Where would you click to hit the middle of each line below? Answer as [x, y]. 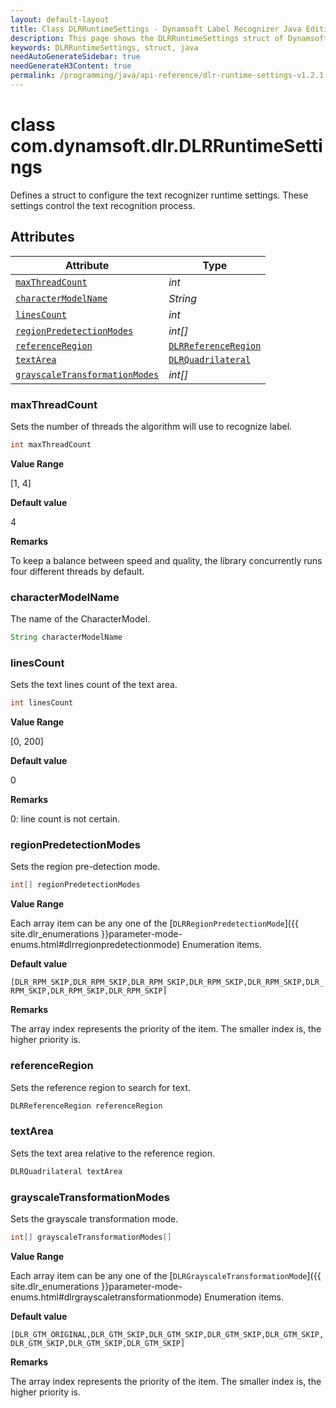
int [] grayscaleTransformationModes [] [91, 1237]
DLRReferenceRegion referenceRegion [86, 1106]
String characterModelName [66, 637]
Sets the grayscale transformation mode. [94, 1218]
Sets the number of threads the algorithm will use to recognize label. [151, 426]
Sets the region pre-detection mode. [85, 867]
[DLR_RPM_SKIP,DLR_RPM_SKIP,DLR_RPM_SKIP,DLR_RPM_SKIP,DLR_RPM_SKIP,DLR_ [167, 982]
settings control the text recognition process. [103, 205]
